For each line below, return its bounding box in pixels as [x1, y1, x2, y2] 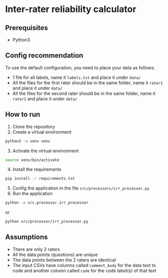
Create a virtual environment [12, 129, 72, 135]
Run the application [12, 191, 53, 197]
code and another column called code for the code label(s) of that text [12, 267, 156, 273]
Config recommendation [5, 51, 84, 60]
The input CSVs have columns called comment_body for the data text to [12, 262, 156, 268]
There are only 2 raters [12, 246, 60, 252]
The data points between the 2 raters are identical [12, 257, 116, 263]
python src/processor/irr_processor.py [5, 219, 89, 224]
